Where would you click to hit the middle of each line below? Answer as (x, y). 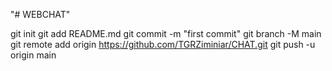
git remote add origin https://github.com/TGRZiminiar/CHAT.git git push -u (163, 44)
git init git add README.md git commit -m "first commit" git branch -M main (166, 33)
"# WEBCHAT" (40, 14)
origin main (33, 55)
